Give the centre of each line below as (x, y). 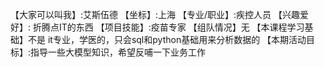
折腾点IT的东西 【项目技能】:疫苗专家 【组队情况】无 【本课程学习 (168, 27)
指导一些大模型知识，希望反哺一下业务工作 (118, 52)
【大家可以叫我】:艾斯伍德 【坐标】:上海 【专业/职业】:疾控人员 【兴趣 (155, 14)
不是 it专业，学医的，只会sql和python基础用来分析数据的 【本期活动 (167, 39)
